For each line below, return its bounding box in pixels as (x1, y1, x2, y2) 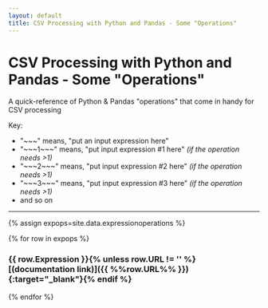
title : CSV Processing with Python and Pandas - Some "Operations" (8, 19, 238, 27)
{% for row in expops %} (8, 234, 90, 243)
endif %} (97, 274, 132, 285)
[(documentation (8, 264, 76, 275)
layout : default (8, 11, 62, 20)
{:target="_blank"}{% (8, 274, 96, 285)
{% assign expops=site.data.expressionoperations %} (8, 219, 186, 228)
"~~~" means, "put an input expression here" (19, 136, 169, 146)
